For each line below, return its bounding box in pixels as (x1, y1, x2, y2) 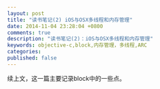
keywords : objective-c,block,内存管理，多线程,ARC (7, 42, 148, 49)
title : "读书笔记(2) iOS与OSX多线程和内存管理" (7, 16, 133, 23)
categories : (7, 49, 41, 55)
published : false (7, 55, 57, 62)
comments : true (7, 29, 51, 36)
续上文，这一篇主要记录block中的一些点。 (7, 74, 126, 82)
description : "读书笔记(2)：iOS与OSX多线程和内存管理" (7, 36, 154, 42)
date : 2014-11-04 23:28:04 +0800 (7, 23, 103, 29)
